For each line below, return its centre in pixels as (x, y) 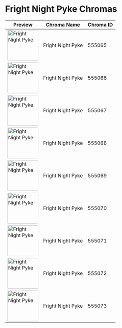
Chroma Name (63, 25)
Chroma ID (100, 25)
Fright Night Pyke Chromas (61, 9)
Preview (23, 25)
